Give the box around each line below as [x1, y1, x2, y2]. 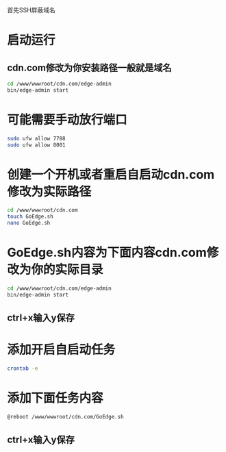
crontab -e [7, 365, 38, 372]
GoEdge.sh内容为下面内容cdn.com [7, 245, 207, 260]
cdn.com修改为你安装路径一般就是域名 [7, 62, 173, 73]
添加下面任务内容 [7, 390, 104, 406]
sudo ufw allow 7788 [7, 135, 66, 142]
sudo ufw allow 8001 [7, 141, 66, 149]
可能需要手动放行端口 [7, 112, 128, 127]
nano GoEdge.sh [7, 220, 51, 227]
